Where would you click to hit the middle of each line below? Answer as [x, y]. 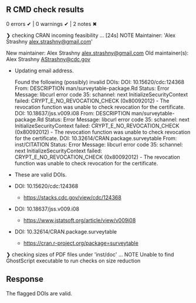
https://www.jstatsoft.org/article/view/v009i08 [80, 220]
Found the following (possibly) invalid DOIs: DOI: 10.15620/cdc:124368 [99, 82]
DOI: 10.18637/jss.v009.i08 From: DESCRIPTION [72, 113]
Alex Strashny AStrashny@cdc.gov [48, 59]
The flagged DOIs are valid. [39, 293]
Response [25, 279]
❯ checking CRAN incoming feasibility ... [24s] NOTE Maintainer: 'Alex [91, 35]
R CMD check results [45, 10]
